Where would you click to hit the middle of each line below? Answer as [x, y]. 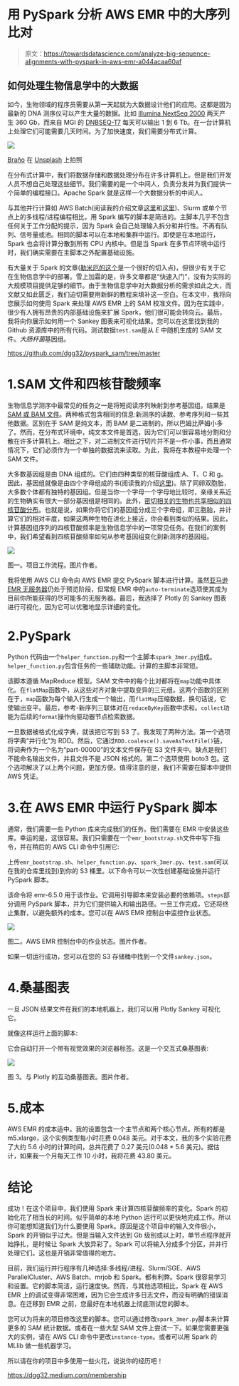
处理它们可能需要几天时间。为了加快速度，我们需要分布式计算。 [107, 131]
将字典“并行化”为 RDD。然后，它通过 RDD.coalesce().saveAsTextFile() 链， [117, 740]
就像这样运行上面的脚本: [43, 1033]
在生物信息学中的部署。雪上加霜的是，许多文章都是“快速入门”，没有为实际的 [119, 276]
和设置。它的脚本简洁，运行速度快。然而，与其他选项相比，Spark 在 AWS [115, 1286]
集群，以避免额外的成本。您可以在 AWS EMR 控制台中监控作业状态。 [114, 912]
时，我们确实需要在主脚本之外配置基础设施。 [73, 252]
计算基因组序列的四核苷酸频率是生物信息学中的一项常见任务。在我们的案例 [116, 527]
